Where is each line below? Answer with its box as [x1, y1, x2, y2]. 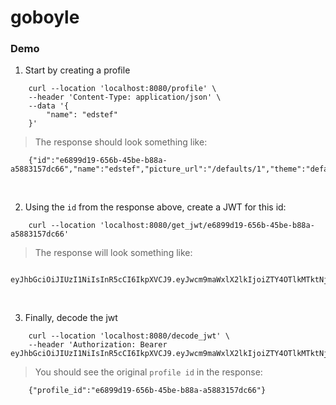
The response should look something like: [34, 136, 208, 148]
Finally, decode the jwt [24, 312, 118, 324]
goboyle [10, 6, 80, 29]
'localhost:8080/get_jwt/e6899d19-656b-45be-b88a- [99, 221, 315, 231]
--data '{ [28, 101, 70, 111]
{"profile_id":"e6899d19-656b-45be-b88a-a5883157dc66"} [28, 386, 267, 396]
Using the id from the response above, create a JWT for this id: [24, 201, 287, 213]
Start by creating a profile [24, 64, 131, 76]
